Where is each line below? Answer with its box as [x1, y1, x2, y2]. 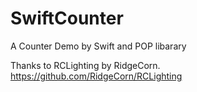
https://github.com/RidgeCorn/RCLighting [10, 70, 183, 82]
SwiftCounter [10, 7, 124, 30]
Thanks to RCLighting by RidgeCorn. [10, 59, 161, 71]
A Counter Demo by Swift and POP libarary [10, 40, 187, 52]
